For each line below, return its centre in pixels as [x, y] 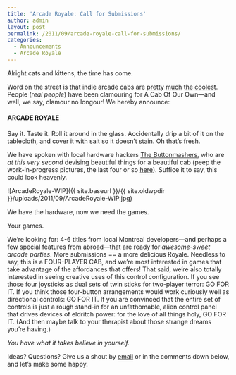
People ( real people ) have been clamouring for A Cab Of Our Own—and [111, 94]
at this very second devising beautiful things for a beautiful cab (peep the [114, 162]
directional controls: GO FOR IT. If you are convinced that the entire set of [114, 300]
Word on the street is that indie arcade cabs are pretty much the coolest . [113, 87]
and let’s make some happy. [48, 364]
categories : [25, 40]
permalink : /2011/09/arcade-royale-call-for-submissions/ [94, 33]
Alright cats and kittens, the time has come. [70, 73]
